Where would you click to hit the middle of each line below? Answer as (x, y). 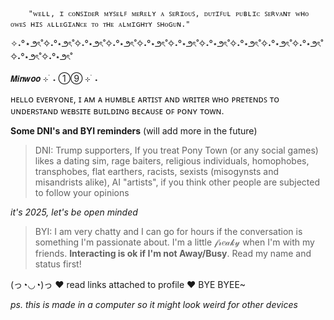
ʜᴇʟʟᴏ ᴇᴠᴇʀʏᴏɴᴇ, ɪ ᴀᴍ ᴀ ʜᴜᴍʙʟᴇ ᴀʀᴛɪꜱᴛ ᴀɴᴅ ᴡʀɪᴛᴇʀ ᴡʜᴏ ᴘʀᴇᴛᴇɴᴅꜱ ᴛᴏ (145, 99)
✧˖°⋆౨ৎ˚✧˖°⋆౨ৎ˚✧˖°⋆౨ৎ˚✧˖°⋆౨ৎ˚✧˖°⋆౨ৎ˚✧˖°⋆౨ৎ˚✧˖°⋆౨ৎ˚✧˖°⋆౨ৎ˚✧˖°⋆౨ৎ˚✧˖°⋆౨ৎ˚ (167, 43)
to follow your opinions (82, 192)
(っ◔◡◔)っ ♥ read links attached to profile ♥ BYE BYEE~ (128, 284)
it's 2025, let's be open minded (74, 212)
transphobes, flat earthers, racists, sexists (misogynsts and (157, 171)
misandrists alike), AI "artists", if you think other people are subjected (177, 182)
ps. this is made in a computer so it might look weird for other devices (154, 304)
